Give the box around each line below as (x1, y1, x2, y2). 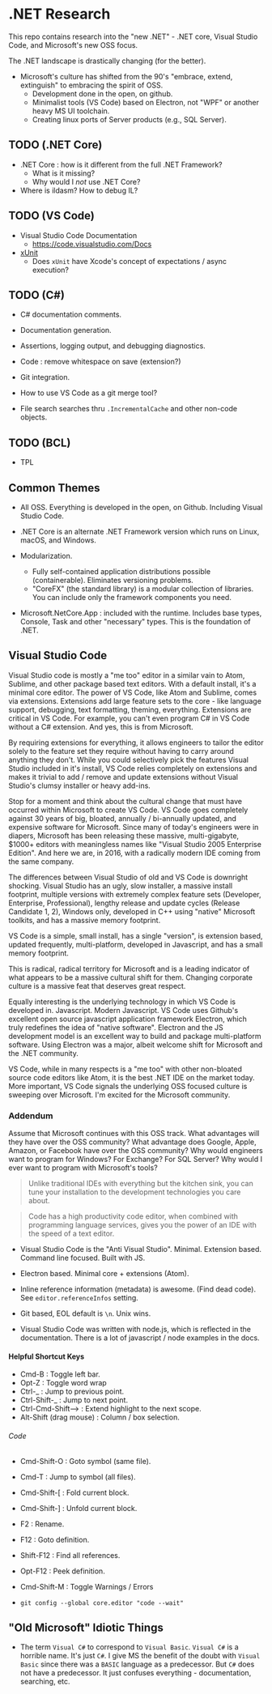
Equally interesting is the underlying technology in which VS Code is (8, 997, 236, 1007)
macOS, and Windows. (19, 535, 97, 545)
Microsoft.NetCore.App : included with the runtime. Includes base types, (19, 608, 262, 618)
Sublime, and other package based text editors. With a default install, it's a (8, 679, 257, 688)
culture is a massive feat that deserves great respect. (8, 981, 186, 990)
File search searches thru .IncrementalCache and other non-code (19, 404, 237, 414)
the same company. (8, 856, 74, 866)
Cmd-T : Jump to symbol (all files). (19, 1471, 136, 1482)
